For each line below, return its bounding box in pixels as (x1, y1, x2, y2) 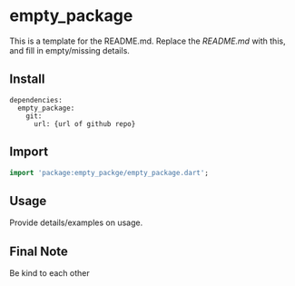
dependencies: (9, 95, 64, 104)
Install (9, 72, 45, 87)
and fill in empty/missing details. (9, 44, 130, 55)
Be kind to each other (9, 268, 90, 279)
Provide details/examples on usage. (9, 217, 143, 228)
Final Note (9, 243, 68, 259)
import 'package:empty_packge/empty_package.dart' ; (9, 168, 209, 177)
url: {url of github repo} (33, 119, 136, 128)
